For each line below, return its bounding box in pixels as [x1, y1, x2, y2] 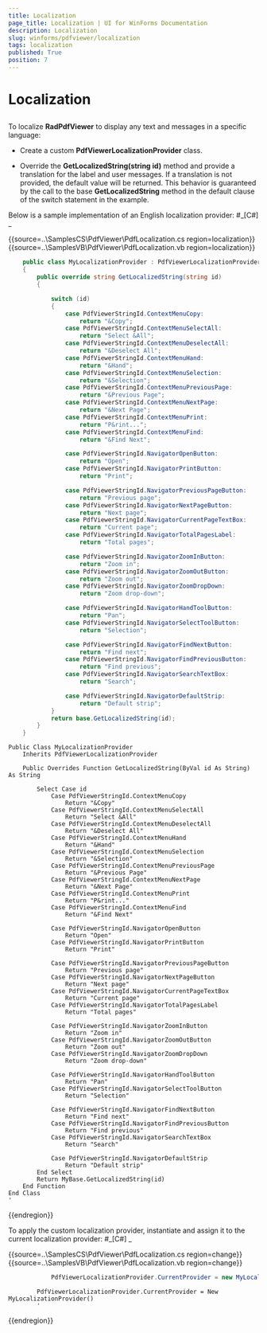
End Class [8, 1190, 41, 1198]
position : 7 [8, 57, 48, 64]
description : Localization [8, 26, 98, 34]
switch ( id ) [50, 295, 91, 303]
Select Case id [37, 785, 87, 793]
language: [8, 131, 41, 140]
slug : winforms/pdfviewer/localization [8, 33, 141, 42]
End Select [37, 1168, 73, 1177]
